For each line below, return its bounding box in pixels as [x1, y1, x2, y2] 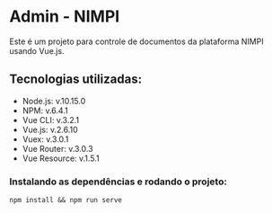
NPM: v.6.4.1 [22, 105, 69, 116]
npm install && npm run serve [9, 196, 123, 205]
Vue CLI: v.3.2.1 [22, 114, 80, 125]
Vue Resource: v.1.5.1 [22, 153, 101, 164]
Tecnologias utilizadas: [9, 72, 142, 87]
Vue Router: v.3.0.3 [22, 143, 93, 154]
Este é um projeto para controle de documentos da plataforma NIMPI [9, 36, 264, 47]
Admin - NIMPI [9, 6, 120, 27]
